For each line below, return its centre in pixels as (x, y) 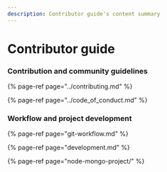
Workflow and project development (70, 119)
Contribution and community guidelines (77, 71)
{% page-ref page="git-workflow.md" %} (68, 134)
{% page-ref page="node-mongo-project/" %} (76, 161)
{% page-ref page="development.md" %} (69, 148)
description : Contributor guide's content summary (84, 14)
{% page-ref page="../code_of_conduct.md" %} (77, 101)
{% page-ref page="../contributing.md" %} (70, 86)
